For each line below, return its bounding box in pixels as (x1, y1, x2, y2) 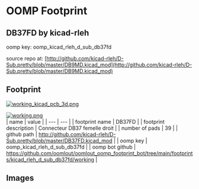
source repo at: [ (6, 55, 47, 62)
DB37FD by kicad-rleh (6, 28, 89, 38)
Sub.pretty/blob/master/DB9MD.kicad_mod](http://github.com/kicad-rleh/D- (6, 61, 192, 68)
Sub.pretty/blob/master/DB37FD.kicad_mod (6, 137, 113, 144)
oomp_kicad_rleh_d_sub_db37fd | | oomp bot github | (6, 143, 136, 150)
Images (6, 173, 34, 183)
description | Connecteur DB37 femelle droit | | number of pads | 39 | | (6, 124, 178, 132)
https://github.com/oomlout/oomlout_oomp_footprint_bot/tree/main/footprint (6, 149, 193, 156)
